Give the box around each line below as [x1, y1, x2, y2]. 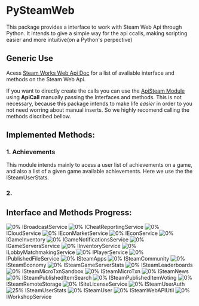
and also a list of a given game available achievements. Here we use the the [6, 168, 193, 175]
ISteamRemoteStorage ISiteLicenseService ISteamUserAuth [6, 280, 185, 287]
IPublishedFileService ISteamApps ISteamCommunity [6, 255, 170, 262]
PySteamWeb [6, 4, 75, 17]
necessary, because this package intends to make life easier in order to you [6, 100, 193, 107]
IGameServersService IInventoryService [6, 243, 121, 250]
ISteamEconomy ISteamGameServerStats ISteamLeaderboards [6, 261, 193, 269]
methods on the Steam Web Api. [6, 75, 86, 82]
